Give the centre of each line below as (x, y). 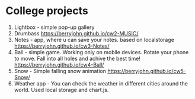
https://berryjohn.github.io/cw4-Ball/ (59, 65)
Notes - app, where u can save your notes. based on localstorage (94, 39)
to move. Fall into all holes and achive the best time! (77, 58)
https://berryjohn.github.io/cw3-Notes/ (62, 46)
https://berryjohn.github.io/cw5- (146, 71)
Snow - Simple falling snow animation (60, 71)
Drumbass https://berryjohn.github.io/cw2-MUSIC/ (76, 33)
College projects (47, 11)
